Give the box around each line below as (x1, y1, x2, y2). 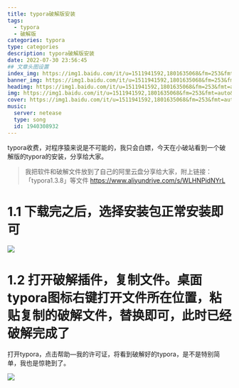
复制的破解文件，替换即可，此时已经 (20, 307, 233, 323)
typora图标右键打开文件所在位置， (7, 289, 210, 306)
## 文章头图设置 (7, 63, 49, 70)
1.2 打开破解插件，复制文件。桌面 (7, 271, 203, 288)
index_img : (7, 70, 40, 77)
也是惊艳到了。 (26, 359, 70, 367)
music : (7, 103, 27, 110)
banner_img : (7, 76, 43, 84)
